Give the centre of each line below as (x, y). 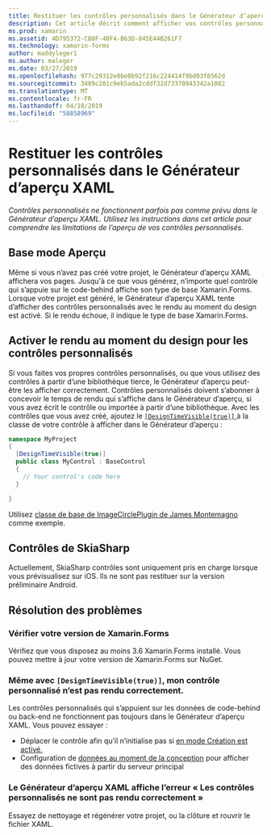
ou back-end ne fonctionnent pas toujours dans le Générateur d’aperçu (127, 717)
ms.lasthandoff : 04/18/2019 (56, 106)
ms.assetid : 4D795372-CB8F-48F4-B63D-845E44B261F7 (95, 38)
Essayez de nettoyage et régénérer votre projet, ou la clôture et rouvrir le (129, 815)
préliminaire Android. (43, 585)
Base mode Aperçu (57, 253)
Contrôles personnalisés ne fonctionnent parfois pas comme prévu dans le (133, 210)
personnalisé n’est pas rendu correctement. (96, 690)
